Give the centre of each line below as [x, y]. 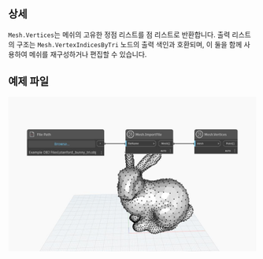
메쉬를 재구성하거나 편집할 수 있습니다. [88, 54]
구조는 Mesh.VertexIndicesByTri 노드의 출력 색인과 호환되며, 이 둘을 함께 [129, 44]
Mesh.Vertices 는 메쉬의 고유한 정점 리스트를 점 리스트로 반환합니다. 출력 [119, 35]
